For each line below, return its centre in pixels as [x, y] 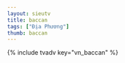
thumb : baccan [28, 33]
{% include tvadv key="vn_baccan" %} [63, 53]
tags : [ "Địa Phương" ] [38, 26]
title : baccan [28, 20]
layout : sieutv [29, 13]
